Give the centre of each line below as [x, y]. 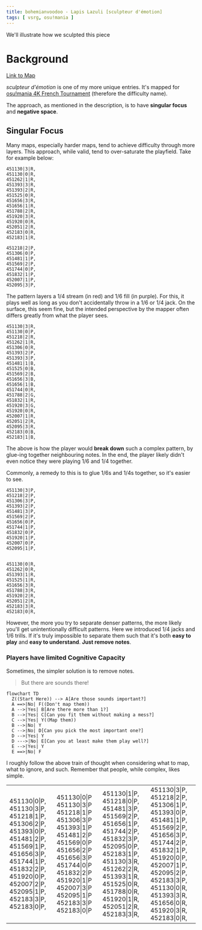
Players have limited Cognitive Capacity [66, 658]
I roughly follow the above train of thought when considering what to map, [98, 762]
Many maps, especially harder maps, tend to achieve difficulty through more [101, 145]
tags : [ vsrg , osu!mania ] [40, 17]
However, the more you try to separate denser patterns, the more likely [94, 623]
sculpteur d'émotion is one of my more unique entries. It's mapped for [93, 87]
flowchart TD [23, 694]
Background [37, 59]
